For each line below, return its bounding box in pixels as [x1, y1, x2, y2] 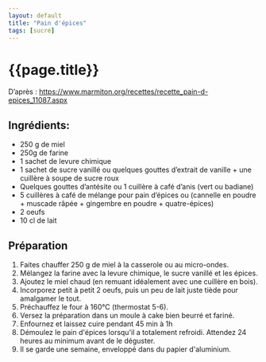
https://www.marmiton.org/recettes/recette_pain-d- [38, 87, 209, 96]
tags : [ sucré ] [8, 26, 56, 34]
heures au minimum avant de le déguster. [19, 336, 156, 345]
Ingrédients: [8, 119, 70, 132]
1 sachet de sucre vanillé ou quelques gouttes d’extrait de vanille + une [19, 165, 252, 175]
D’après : [8, 87, 37, 96]
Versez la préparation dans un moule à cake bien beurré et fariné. [19, 310, 235, 320]
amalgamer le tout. [19, 294, 82, 303]
